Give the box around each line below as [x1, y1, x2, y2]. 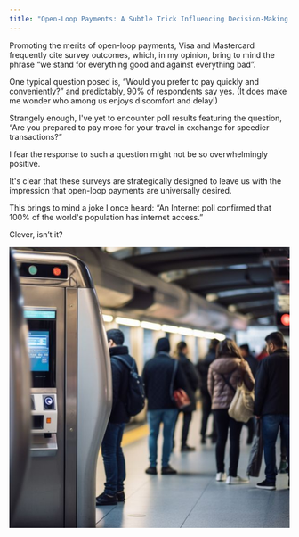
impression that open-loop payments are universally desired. [9, 185, 232, 195]
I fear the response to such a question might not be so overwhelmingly [9, 148, 269, 160]
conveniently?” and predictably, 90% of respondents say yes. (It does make [9, 86, 287, 96]
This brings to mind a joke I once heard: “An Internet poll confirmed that [9, 202, 271, 213]
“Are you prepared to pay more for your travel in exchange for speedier [9, 121, 270, 133]
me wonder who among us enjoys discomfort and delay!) [9, 95, 218, 106]
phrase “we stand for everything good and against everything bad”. [9, 59, 256, 70]
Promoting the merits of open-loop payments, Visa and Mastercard [9, 40, 255, 51]
